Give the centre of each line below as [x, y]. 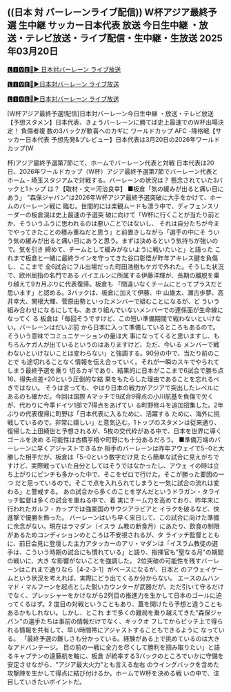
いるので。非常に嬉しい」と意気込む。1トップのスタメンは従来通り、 [123, 422]
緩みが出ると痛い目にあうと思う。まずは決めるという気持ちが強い [119, 240]
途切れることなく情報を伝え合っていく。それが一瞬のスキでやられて [123, 361]
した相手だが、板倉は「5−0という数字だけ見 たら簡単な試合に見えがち [113, 457]
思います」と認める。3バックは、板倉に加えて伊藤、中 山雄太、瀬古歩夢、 [112, 292]
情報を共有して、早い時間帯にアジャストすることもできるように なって [119, 630]
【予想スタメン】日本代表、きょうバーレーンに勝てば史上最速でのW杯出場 [113, 122]
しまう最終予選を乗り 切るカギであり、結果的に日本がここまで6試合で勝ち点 [115, 370]
